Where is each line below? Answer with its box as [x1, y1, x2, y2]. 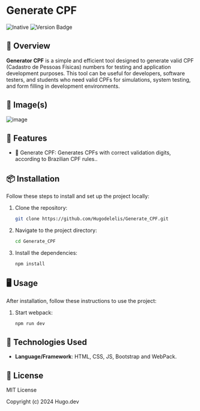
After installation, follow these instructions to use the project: [6, 297, 157, 304]
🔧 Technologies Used [6, 337, 87, 347]
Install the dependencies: [14, 249, 78, 256]
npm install [14, 261, 45, 267]
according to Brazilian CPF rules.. [14, 156, 98, 163]
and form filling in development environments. [6, 82, 120, 90]
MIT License [6, 386, 37, 394]
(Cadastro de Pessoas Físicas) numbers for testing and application [6, 63, 171, 70]
